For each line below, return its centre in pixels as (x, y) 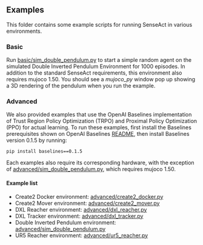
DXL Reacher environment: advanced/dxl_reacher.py (81, 209)
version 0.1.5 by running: (37, 140)
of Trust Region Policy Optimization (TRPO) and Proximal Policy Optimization (102, 121)
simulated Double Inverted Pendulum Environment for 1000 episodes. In (96, 67)
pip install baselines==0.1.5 (45, 152)
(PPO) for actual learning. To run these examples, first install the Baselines (99, 127)
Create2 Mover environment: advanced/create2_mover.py (87, 203)
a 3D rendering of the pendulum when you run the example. (81, 86)
